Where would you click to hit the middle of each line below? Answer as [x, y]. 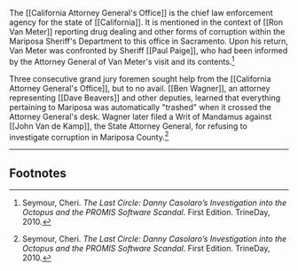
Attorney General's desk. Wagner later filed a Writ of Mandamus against [141, 116]
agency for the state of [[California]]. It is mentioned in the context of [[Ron [146, 22]
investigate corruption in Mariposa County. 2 [89, 136]
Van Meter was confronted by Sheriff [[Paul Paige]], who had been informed [149, 51]
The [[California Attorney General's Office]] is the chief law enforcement [141, 13]
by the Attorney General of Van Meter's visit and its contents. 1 [122, 61]
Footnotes [38, 173]
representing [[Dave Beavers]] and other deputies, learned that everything [145, 98]
